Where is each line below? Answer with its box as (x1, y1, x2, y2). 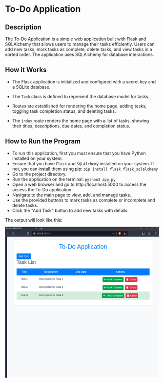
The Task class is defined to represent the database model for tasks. (12, 93, 150, 99)
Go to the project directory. (12, 171, 67, 177)
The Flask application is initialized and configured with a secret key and (12, 78, 156, 84)
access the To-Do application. (12, 186, 73, 192)
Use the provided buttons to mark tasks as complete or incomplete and (12, 197, 155, 203)
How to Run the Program (5, 137, 81, 146)
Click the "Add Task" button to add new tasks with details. (12, 207, 129, 213)
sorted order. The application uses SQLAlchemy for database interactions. (5, 51, 154, 57)
